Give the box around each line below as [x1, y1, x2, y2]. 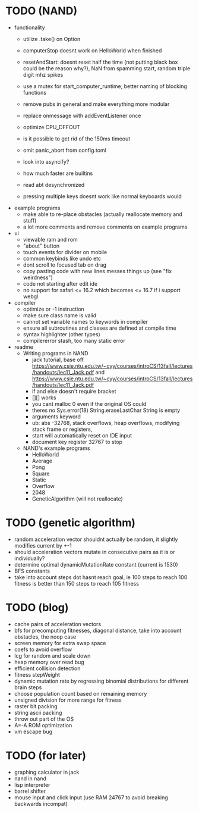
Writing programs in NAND [23, 349, 89, 357]
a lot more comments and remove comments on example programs [23, 223, 188, 230]
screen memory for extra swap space [14, 639, 106, 646]
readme [14, 343, 33, 351]
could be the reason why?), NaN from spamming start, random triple [23, 64, 191, 72]
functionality [14, 24, 45, 31]
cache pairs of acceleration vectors [14, 620, 102, 627]
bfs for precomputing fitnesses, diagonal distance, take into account [14, 627, 182, 634]
